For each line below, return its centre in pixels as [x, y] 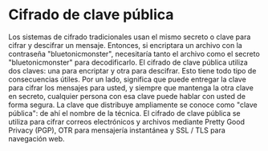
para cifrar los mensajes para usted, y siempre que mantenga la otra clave [131, 87]
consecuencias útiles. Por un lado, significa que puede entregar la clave [127, 79]
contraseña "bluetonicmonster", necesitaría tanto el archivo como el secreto [134, 54]
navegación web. [37, 138]
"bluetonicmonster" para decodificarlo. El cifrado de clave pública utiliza [128, 62]
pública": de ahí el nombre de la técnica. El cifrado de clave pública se [124, 113]
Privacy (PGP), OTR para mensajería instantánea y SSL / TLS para [117, 130]
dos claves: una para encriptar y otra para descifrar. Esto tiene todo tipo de [132, 70]
